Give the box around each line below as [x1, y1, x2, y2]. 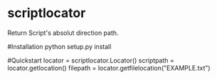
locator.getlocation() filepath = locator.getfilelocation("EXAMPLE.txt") [7, 63, 211, 72]
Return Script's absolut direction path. [7, 28, 119, 37]
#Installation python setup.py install [7, 42, 112, 51]
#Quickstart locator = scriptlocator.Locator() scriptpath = [7, 56, 174, 65]
